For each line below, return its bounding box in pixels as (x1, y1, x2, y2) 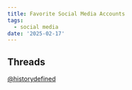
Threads (7, 56, 46, 67)
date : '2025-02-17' (7, 30, 65, 37)
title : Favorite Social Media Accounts (7, 10, 126, 18)
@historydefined (7, 75, 56, 83)
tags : (7, 17, 23, 24)
